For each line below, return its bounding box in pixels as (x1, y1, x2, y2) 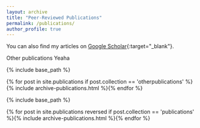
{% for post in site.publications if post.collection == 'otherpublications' (6, 78, 184, 85)
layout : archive (6, 9, 48, 15)
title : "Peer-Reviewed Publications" (6, 15, 102, 21)
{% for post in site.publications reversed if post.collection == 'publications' (6, 108, 195, 116)
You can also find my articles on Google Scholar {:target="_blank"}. (6, 43, 174, 50)
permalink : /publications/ (6, 20, 75, 26)
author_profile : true (6, 26, 62, 32)
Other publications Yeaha (6, 54, 70, 62)
